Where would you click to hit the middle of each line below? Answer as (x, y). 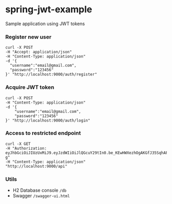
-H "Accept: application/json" (39, 52)
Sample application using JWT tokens (45, 24)
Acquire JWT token (30, 87)
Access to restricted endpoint (43, 133)
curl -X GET (18, 144)
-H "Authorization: (26, 148)
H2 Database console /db (39, 190)
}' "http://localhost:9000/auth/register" (51, 75)
